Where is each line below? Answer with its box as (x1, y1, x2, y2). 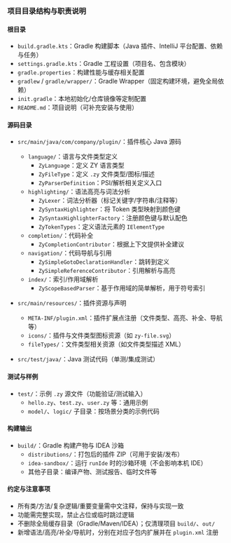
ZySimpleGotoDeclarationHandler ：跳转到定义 (38, 257, 170, 266)
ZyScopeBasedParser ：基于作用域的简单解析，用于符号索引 (38, 284, 206, 293)
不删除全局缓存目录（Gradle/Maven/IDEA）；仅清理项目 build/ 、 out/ (17, 519, 216, 528)
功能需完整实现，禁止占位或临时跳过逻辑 (17, 510, 134, 518)
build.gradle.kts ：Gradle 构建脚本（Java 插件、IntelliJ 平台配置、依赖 (17, 42, 223, 51)
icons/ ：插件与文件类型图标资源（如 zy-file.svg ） (27, 331, 176, 340)
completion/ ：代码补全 (27, 232, 94, 240)
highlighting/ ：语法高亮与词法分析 (27, 187, 131, 196)
